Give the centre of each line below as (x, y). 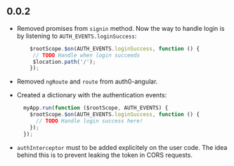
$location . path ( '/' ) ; (64, 62)
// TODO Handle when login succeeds (86, 55)
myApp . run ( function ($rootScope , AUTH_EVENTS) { (96, 108)
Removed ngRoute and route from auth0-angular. (87, 82)
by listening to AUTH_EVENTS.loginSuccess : (77, 36)
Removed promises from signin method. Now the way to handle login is (121, 28)
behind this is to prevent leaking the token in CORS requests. (104, 155)
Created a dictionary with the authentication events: (92, 95)
